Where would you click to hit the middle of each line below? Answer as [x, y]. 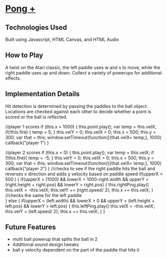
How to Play [24, 55]
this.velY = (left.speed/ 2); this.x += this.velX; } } [55, 211]
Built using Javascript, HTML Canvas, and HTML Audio [62, 39]
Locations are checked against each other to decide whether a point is [78, 111]
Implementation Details [43, 94]
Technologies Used [36, 27]
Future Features [31, 227]
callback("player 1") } [27, 143]
